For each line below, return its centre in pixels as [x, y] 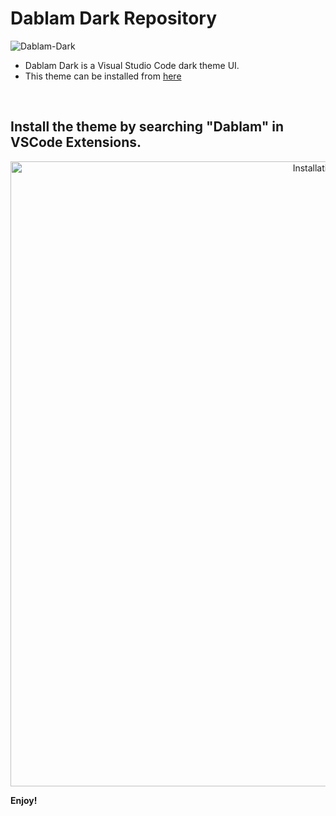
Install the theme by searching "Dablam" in [147, 127]
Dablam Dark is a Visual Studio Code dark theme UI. [132, 65]
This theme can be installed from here [103, 76]
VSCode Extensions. [76, 142]
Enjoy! [24, 800]
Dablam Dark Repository [114, 18]
